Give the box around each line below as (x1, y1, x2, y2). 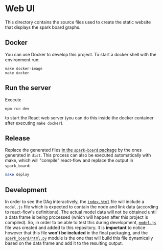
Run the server (5, 84, 51, 92)
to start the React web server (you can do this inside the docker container (5, 114, 154, 120)
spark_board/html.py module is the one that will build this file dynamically (5, 235, 153, 241)
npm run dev (5, 106, 29, 111)
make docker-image (5, 66, 43, 71)
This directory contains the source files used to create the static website (5, 19, 151, 25)
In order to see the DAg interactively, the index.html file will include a (5, 199, 144, 205)
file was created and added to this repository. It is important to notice (5, 225, 146, 230)
